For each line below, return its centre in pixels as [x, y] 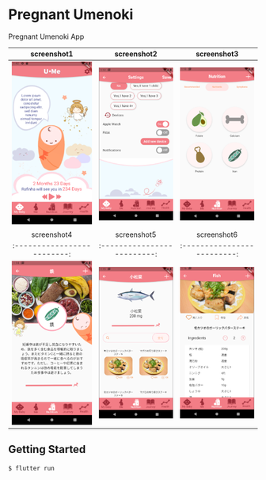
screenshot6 [217, 234]
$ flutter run [32, 469]
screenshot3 [217, 54]
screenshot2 [136, 54]
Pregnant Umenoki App [46, 36]
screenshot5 [136, 234]
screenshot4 [52, 234]
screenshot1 [52, 54]
